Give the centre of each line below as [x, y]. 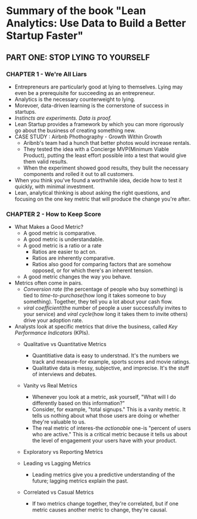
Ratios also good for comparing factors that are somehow [102, 264]
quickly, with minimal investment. [55, 186]
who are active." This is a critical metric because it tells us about [110, 435]
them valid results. [46, 161]
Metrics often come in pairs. [49, 283]
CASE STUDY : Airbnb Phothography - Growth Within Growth [88, 137]
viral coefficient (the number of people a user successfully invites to [105, 308]
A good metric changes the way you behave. [77, 277]
